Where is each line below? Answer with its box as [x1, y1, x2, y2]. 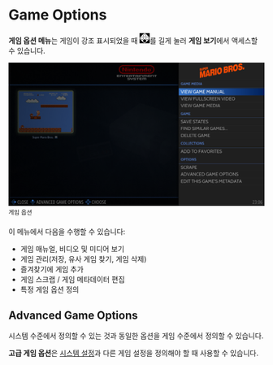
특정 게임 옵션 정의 [19, 285, 80, 294]
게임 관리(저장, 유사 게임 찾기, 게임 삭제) [19, 254, 147, 263]
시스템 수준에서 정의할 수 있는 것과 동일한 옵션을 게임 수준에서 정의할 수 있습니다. [8, 331, 264, 341]
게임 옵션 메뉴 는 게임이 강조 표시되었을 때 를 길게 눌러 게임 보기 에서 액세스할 [8, 35, 258, 46]
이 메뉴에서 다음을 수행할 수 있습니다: [8, 226, 126, 237]
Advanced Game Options [8, 309, 138, 322]
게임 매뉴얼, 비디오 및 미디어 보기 [19, 244, 124, 254]
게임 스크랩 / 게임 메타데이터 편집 [19, 274, 125, 284]
